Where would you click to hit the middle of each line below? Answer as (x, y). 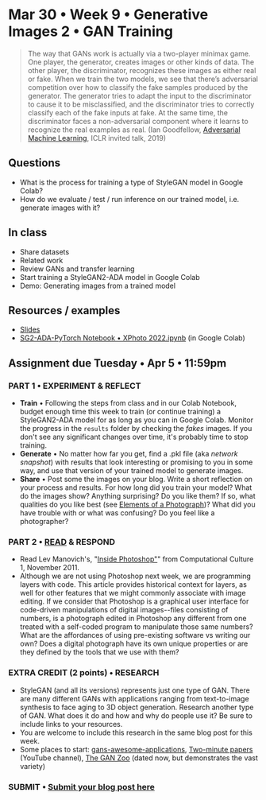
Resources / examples (64, 311)
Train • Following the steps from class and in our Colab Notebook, (128, 403)
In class (28, 233)
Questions (35, 163)
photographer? (44, 522)
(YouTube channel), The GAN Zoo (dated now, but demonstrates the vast (139, 758)
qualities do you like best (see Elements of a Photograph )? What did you (137, 505)
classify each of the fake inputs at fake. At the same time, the (128, 112)
